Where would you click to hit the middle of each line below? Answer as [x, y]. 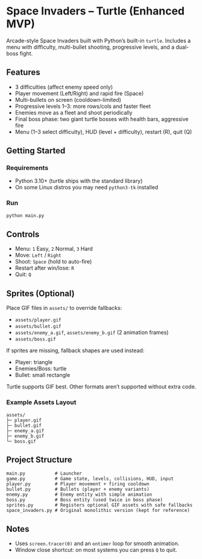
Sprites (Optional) [40, 293]
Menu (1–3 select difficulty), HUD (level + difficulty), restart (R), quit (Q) [103, 131]
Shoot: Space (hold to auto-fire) [53, 262]
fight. [26, 53]
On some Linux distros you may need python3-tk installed [87, 188]
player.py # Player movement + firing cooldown [78, 484]
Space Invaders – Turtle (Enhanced [96, 11]
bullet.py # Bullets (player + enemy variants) [78, 490]
